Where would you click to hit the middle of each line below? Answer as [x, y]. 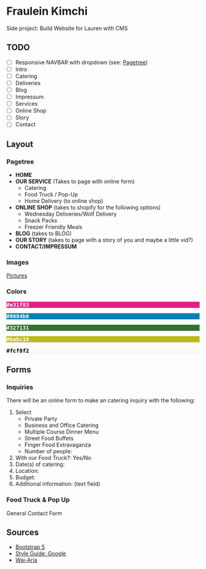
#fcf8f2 [18, 351]
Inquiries [20, 387]
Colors [17, 292]
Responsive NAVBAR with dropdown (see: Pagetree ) [82, 62]
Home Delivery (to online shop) [64, 201]
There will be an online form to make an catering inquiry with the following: [101, 401]
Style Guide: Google [40, 554]
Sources [23, 533]
